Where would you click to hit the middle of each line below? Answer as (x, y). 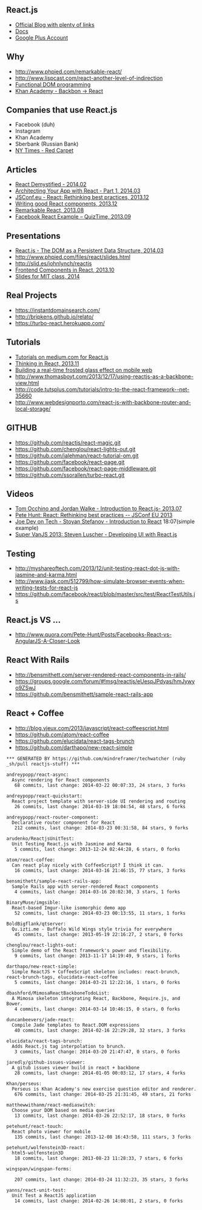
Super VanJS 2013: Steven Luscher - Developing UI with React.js (96, 535)
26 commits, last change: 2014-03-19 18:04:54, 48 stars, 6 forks (100, 806)
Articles (22, 170)
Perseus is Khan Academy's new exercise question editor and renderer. (104, 1089)
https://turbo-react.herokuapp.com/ (60, 323)
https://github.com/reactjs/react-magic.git (68, 442)
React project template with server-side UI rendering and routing (99, 801)
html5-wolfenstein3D (38, 1153)
